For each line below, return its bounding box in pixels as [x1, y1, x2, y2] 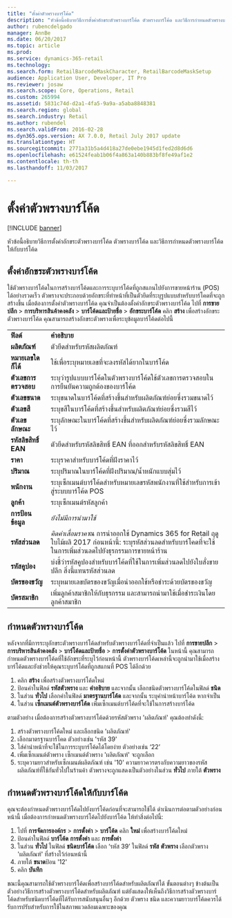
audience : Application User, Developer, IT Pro [7, 74, 147, 82]
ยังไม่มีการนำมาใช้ [50, 513, 97, 523]
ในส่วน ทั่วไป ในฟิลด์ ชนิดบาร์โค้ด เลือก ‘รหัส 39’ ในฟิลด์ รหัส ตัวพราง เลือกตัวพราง [17, 842, 209, 850]
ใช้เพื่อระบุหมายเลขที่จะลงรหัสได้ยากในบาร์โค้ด [50, 358, 169, 367]
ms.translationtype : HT [7, 139, 76, 146]
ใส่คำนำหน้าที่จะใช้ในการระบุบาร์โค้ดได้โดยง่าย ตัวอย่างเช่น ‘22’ [17, 743, 161, 751]
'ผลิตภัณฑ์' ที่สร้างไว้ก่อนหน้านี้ [17, 850, 88, 858]
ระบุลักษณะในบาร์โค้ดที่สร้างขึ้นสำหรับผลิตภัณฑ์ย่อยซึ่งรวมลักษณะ [50, 416, 220, 425]
